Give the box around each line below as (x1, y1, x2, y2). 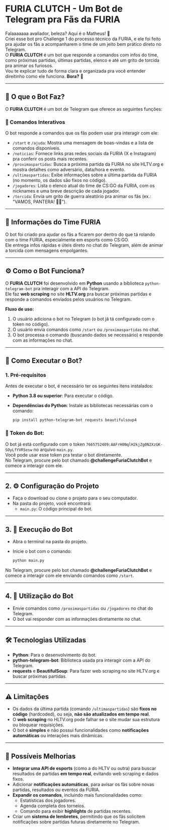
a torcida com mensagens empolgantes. (5, 247, 89, 253)
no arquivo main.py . (33, 446, 74, 453)
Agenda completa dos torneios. (20, 803, 86, 809)
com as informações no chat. (12, 337, 73, 343)
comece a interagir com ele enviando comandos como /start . (5, 572, 134, 579)
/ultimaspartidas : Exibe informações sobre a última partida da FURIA (12, 172, 157, 178)
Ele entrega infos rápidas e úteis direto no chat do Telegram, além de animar (5, 242, 163, 248)
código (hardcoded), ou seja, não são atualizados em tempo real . (12, 711, 150, 717)
